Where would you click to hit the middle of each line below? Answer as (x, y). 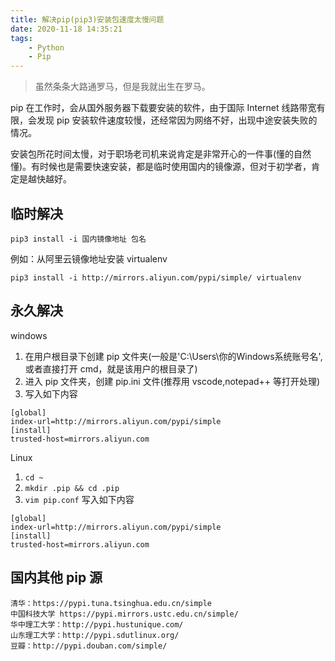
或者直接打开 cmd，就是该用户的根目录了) (111, 368)
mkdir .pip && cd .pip (72, 488)
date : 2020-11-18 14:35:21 (66, 29)
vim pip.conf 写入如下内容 (79, 499)
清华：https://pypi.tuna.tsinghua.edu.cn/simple (111, 603)
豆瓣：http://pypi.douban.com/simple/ (89, 646)
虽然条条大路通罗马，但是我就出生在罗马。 (122, 87)
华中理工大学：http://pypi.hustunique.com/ (97, 624)
